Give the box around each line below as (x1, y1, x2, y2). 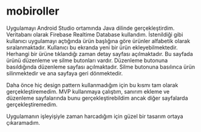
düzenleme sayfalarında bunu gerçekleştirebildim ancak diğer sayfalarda (6, 94, 188, 102)
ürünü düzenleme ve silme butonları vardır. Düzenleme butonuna (6, 57, 168, 64)
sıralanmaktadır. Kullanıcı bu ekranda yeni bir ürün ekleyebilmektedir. (6, 44, 178, 51)
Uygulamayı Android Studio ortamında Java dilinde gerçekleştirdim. (6, 24, 175, 32)
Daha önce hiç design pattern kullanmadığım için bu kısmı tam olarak (6, 81, 179, 89)
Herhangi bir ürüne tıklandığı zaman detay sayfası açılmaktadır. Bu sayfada (6, 50, 193, 57)
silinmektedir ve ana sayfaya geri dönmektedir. (6, 69, 123, 77)
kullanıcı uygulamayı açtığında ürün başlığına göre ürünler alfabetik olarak (6, 37, 190, 44)
